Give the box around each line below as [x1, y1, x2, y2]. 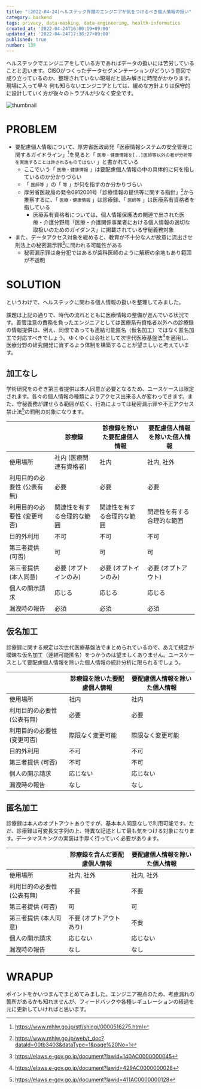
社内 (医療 [54, 453, 83, 462]
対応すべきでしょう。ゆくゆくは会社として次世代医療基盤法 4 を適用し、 [16, 333, 192, 341]
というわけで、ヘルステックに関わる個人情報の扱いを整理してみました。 [6, 298, 184, 306]
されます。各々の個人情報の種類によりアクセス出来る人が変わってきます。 [6, 393, 188, 400]
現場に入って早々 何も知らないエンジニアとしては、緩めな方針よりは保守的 [6, 82, 190, 89]
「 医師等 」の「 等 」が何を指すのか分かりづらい [23, 181, 142, 188]
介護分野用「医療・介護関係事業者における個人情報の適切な [43, 219, 190, 226]
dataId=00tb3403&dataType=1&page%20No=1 [14, 1041, 131, 1048]
